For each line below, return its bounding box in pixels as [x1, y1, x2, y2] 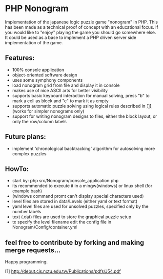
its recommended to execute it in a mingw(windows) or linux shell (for [12, 183, 153, 189]
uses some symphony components [12, 77, 83, 83]
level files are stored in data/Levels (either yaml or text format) [12, 198, 138, 205]
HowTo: [5, 165, 29, 173]
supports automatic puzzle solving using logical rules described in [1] [12, 103, 152, 109]
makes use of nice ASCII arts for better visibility [12, 87, 108, 93]
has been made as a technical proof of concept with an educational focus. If [5, 24, 159, 30]
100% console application [12, 67, 64, 73]
